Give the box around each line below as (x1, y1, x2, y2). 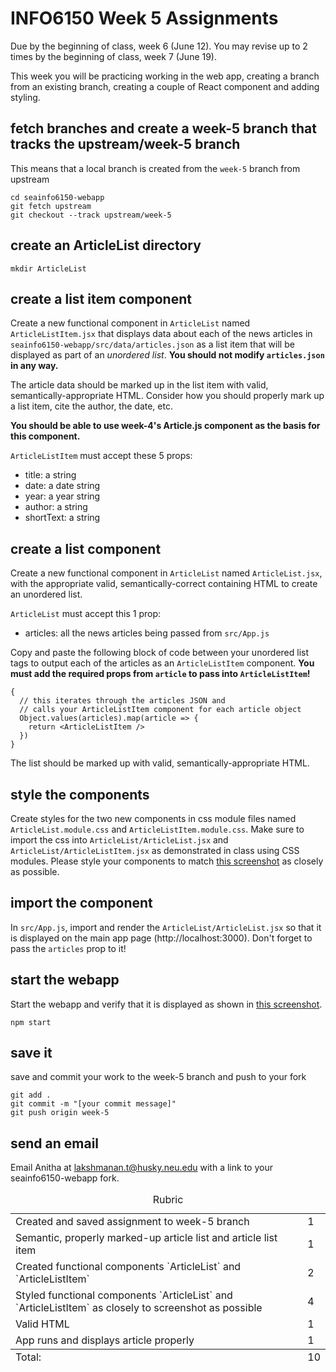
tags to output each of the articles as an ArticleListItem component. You (10, 657, 315, 669)
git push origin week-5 (10, 1108, 110, 1118)
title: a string (24, 469, 77, 481)
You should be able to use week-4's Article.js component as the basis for (10, 420, 321, 432)
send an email (10, 1135, 100, 1152)
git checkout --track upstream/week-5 (10, 210, 172, 220)
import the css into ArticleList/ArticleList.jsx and (10, 834, 229, 846)
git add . (10, 1090, 52, 1101)
